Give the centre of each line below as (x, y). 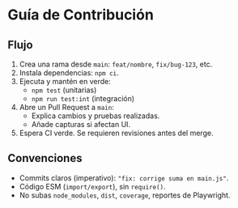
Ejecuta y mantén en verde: (65, 81)
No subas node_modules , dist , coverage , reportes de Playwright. (125, 195)
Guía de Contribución (81, 15)
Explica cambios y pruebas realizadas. (96, 116)
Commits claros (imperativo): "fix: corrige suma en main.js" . (124, 178)
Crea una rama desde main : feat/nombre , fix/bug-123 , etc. (116, 64)
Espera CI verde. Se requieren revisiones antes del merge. (116, 133)
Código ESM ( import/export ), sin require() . (93, 186)
